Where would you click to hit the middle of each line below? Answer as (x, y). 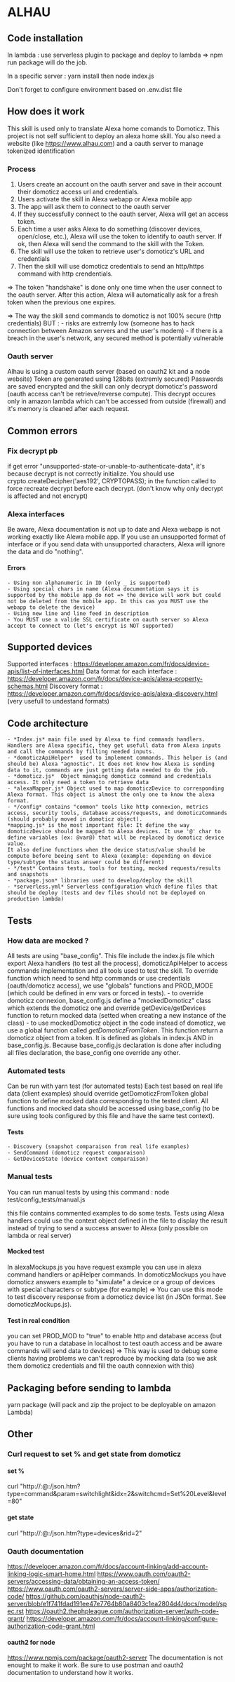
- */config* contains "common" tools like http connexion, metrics (108, 807)
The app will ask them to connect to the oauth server (94, 207)
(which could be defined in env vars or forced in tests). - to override (105, 993)
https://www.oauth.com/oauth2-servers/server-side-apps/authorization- (113, 1589)
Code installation (45, 38)
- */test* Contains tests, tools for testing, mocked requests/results (114, 868)
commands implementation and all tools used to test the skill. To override (113, 970)
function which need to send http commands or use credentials (99, 978)
